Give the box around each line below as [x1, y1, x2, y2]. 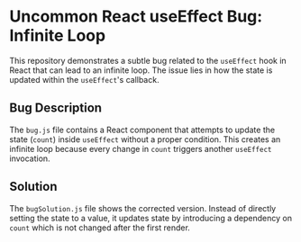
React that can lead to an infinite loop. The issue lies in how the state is [9, 65, 273, 76]
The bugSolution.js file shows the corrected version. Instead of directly [9, 202, 277, 213]
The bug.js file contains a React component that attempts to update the [9, 124, 276, 135]
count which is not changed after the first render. [9, 222, 191, 233]
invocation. [9, 153, 51, 164]
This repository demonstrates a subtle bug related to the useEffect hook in [9, 55, 287, 66]
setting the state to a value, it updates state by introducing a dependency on [9, 212, 293, 223]
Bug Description [9, 101, 102, 116]
